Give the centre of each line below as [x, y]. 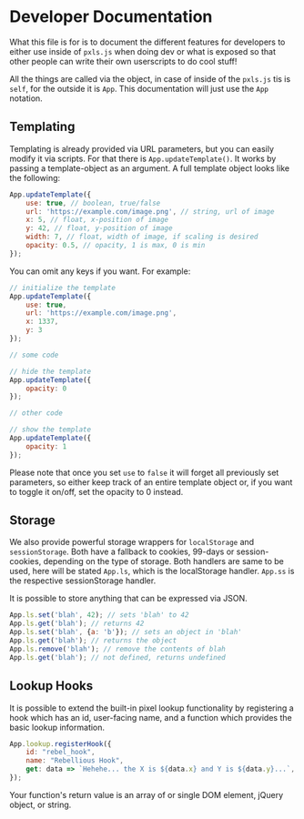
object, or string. [41, 804]
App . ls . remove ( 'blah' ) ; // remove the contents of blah [117, 649]
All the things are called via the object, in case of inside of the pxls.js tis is [150, 78]
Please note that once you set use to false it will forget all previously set [144, 472]
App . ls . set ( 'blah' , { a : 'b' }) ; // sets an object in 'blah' [126, 632]
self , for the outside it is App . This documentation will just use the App [139, 88]
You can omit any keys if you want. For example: [100, 271]
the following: [35, 177]
